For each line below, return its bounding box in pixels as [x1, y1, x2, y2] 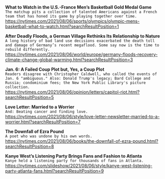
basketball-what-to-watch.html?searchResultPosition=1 [5, 23, 119, 29]
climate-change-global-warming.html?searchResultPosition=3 [5, 57, 133, 63]
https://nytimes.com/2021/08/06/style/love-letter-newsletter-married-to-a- [5, 114, 160, 119]
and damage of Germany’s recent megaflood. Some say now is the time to [5, 43, 160, 48]
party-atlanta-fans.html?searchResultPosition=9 [5, 168, 104, 174]
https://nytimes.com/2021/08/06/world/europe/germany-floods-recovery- [5, 52, 158, 57]
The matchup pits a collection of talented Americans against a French [5, 9, 157, 14]
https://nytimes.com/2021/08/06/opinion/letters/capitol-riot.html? [5, 89, 140, 95]
